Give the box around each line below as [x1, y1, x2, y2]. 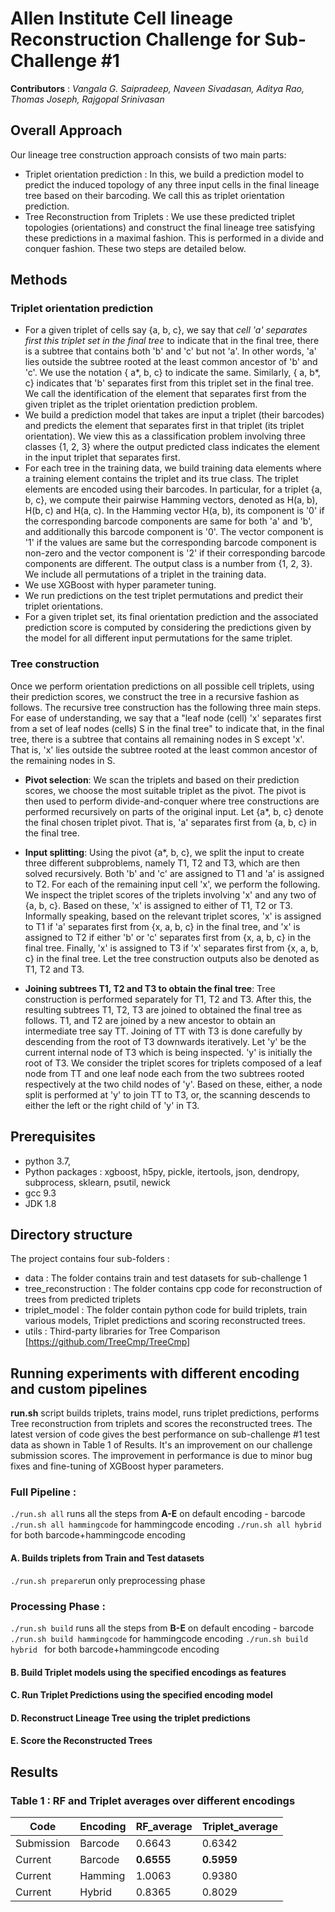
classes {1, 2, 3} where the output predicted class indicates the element [24, 441, 320, 453]
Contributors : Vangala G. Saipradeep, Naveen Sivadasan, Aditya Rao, [10, 82, 305, 94]
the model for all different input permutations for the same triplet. [24, 632, 293, 644]
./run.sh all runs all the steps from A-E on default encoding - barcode [10, 1508, 306, 1520]
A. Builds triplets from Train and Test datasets [10, 1552, 205, 1564]
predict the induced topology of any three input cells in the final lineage [24, 178, 320, 191]
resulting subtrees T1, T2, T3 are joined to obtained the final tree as [24, 1003, 303, 1016]
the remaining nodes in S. [10, 754, 116, 766]
